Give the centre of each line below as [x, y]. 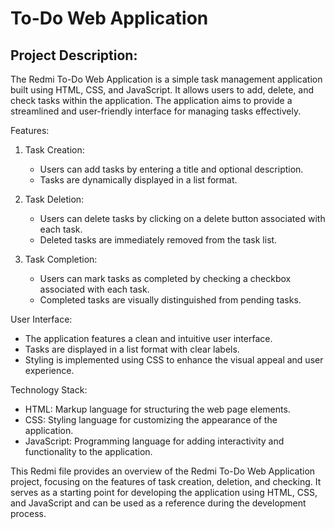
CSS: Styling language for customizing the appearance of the [151, 420]
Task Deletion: [54, 199]
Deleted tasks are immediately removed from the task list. [158, 240]
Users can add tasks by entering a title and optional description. [171, 169]
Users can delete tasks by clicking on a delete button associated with [182, 218]
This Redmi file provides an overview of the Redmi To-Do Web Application [163, 471]
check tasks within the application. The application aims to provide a [151, 100]
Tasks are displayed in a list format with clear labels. [132, 349]
